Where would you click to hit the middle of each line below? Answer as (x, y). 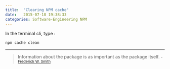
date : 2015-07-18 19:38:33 (36, 15)
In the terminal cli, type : (30, 34)
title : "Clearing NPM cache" (37, 10)
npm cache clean (22, 43)
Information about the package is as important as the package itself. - (90, 57)
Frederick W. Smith (34, 62)
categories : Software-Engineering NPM (46, 19)
